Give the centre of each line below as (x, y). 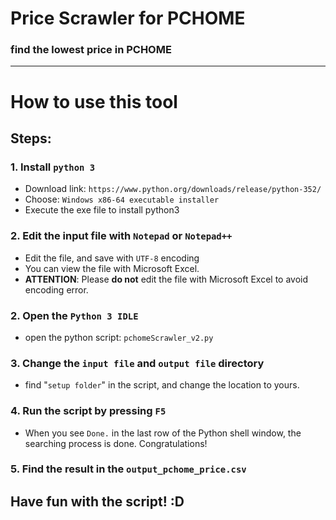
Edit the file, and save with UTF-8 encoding (112, 258)
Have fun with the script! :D (97, 501)
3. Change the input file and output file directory (137, 363)
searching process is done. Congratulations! (116, 443)
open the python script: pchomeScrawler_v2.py (119, 337)
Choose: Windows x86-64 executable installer (122, 199)
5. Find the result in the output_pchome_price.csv (128, 469)
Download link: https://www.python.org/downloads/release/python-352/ (173, 189)
